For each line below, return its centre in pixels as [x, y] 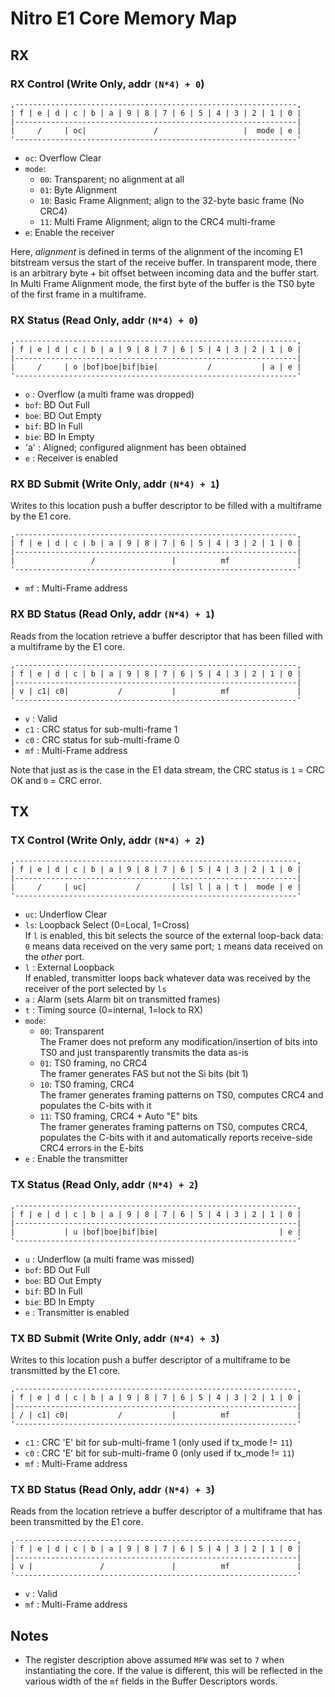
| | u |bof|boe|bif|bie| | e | [156, 1232]
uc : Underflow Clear [66, 914]
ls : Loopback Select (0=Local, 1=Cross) [107, 925]
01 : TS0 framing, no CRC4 [93, 1063]
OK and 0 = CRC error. [56, 780]
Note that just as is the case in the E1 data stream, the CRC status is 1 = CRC [167, 769]
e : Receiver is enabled [71, 458]
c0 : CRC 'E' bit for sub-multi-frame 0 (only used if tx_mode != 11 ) [159, 1453]
